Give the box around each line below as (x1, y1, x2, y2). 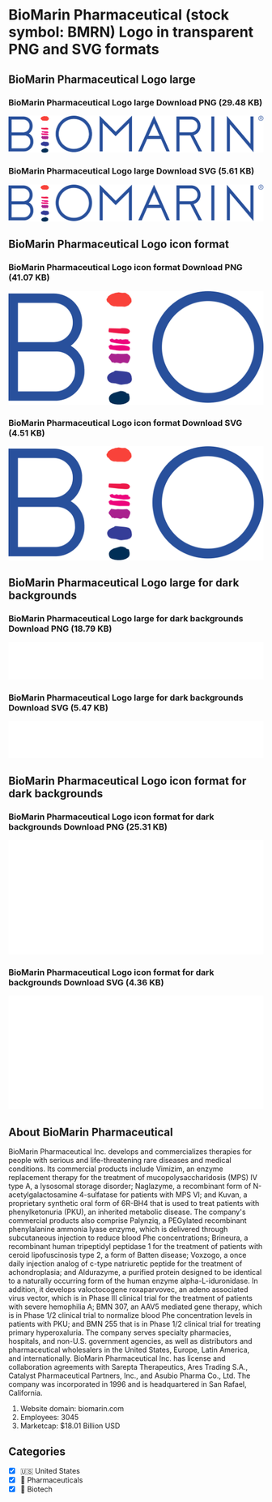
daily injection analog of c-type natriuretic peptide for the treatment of (8, 1259, 243, 1268)
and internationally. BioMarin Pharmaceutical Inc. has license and (8, 1354, 226, 1363)
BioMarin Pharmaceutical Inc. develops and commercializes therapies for (8, 1147, 253, 1157)
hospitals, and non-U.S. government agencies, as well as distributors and (8, 1337, 253, 1346)
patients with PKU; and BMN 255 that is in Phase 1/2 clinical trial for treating (8, 1320, 261, 1329)
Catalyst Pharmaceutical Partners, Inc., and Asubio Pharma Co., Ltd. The (8, 1371, 251, 1380)
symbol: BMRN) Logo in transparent (8, 23, 254, 41)
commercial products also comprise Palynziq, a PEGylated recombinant (8, 1216, 247, 1225)
